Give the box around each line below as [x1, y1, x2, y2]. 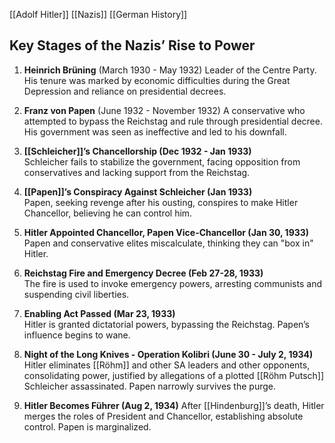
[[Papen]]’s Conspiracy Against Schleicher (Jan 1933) [23, 185, 253, 198]
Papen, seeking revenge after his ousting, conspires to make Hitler [23, 196, 299, 208]
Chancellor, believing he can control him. [23, 207, 193, 219]
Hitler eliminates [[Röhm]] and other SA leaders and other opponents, [23, 359, 311, 371]
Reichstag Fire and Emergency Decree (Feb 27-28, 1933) [23, 267, 264, 279]
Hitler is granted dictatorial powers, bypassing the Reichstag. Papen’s [23, 318, 311, 330]
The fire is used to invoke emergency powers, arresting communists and [23, 277, 322, 289]
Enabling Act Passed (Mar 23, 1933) [23, 307, 176, 319]
